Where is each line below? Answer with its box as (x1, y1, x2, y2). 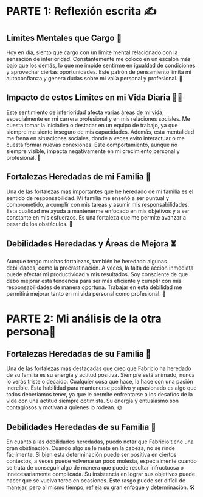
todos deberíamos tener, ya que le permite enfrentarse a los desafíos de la (6, 391, 193, 398)
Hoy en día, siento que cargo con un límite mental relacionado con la (6, 49, 178, 56)
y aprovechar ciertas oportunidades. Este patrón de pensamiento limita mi (6, 68, 191, 76)
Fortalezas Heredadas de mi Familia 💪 (6, 171, 151, 182)
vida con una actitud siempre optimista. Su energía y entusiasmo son (6, 397, 179, 405)
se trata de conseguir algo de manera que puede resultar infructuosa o (6, 464, 184, 471)
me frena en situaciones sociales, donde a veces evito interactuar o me (6, 134, 185, 141)
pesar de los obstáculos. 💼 (6, 220, 73, 227)
